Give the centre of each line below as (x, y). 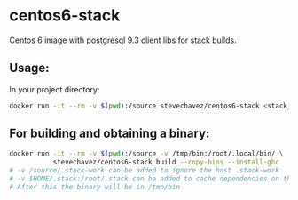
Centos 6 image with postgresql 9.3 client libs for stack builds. (123, 40)
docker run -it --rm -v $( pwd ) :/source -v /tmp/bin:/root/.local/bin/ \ (146, 154)
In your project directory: (55, 89)
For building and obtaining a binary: (110, 134)
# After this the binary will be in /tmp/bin (94, 187)
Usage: (30, 68)
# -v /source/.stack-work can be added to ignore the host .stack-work (144, 171)
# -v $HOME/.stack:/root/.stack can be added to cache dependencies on (144, 179)
